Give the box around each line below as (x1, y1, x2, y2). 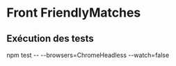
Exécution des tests (6, 33, 95, 44)
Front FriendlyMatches (6, 5, 141, 21)
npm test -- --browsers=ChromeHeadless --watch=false (6, 51, 170, 59)
